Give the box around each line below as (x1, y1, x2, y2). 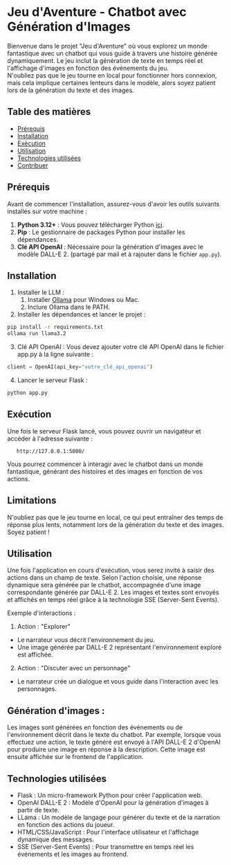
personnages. (17, 685, 57, 693)
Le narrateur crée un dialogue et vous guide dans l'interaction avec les (17, 677, 219, 686)
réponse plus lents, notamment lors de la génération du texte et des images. (7, 520, 224, 528)
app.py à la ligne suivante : (17, 350, 94, 359)
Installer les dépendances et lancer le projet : (17, 310, 146, 319)
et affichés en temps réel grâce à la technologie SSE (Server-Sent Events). (7, 596, 219, 604)
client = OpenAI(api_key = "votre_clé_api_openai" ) (7, 364, 154, 371)
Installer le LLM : (17, 288, 64, 296)
